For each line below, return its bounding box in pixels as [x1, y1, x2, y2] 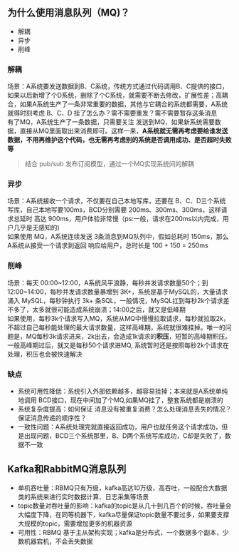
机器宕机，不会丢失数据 [23, 537, 93, 546]
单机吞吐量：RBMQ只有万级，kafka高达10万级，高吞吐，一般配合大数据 [17, 484, 228, 492]
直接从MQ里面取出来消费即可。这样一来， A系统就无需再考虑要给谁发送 [19, 127, 228, 136]
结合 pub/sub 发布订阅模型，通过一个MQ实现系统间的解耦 [24, 160, 194, 168]
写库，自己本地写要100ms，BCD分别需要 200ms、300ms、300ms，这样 [7, 205, 222, 214]
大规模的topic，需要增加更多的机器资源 [17, 519, 133, 528]
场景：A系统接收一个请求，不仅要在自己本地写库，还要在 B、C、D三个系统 [7, 197, 226, 205]
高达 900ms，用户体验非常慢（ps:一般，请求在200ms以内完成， [33, 215, 223, 223]
